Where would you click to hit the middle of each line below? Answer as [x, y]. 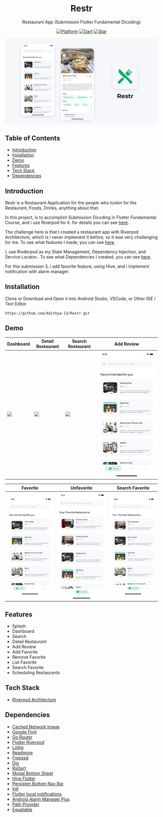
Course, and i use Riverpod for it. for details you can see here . [67, 223]
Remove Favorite [29, 657]
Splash [19, 626]
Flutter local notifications [37, 794]
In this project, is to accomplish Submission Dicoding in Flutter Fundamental [81, 218]
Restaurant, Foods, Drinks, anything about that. [52, 208]
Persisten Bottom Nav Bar [38, 783]
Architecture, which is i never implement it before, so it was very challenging [81, 237]
